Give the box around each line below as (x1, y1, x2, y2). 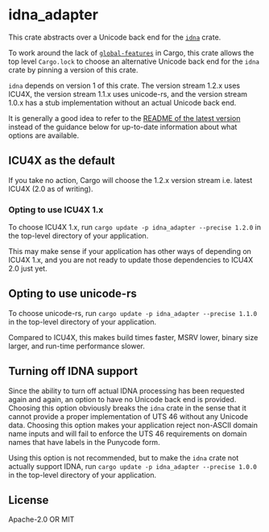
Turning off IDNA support (8, 364, 139, 378)
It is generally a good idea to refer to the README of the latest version (8, 113, 241, 123)
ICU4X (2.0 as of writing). (8, 184, 93, 193)
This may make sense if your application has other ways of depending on (8, 247, 252, 256)
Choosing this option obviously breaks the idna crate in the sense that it (8, 403, 247, 413)
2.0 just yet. (8, 264, 48, 273)
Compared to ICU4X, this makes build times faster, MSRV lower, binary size (8, 332, 259, 342)
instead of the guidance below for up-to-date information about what (8, 122, 238, 131)
